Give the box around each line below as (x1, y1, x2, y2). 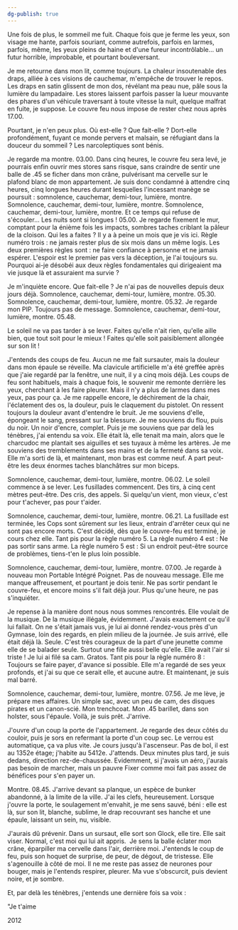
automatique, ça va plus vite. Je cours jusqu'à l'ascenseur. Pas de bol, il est (7, 740, 229, 749)
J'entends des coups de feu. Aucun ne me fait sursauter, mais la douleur (7, 355, 220, 363)
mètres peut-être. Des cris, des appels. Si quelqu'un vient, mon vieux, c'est (7, 490, 228, 499)
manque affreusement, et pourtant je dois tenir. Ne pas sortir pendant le (7, 578, 218, 587)
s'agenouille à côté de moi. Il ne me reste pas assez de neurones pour (7, 859, 213, 868)
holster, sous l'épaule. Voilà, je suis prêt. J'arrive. (7, 712, 151, 720)
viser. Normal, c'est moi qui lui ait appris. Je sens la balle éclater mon (7, 837, 212, 845)
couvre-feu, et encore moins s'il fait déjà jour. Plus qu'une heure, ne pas (7, 586, 219, 594)
